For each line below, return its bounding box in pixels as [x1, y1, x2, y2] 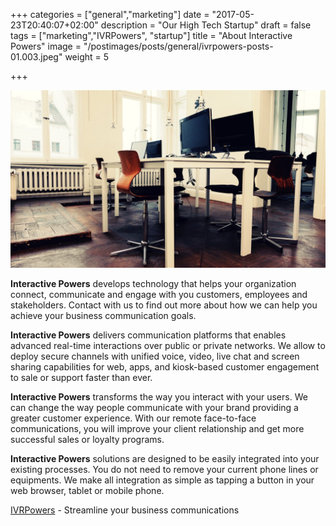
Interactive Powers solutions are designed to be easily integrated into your [10, 452, 320, 464]
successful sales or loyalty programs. [10, 433, 165, 445]
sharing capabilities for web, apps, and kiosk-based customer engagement [10, 360, 320, 373]
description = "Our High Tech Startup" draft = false [100, 19, 312, 31]
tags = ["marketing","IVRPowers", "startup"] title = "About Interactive [10, 30, 293, 41]
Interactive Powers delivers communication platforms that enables [10, 329, 287, 341]
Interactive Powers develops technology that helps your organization [10, 277, 297, 289]
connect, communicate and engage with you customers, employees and [10, 288, 308, 300]
